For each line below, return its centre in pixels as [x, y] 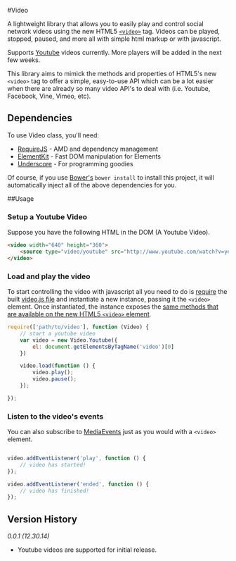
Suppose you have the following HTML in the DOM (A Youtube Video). [109, 233]
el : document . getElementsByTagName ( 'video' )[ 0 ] [103, 347]
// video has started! [53, 464]
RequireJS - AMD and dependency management [88, 149]
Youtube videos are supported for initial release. [87, 550]
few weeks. [24, 60]
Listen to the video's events [55, 417]
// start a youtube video [58, 333]
